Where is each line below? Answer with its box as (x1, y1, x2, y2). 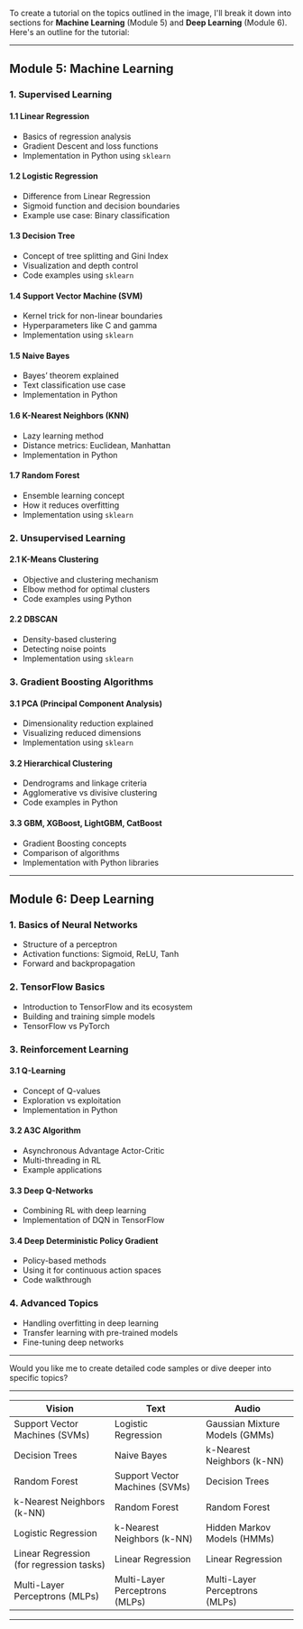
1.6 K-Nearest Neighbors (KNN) (9, 410, 130, 420)
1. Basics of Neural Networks (9, 918, 138, 931)
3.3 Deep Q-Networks (9, 1185, 94, 1196)
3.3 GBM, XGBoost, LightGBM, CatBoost (9, 817, 162, 828)
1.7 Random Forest (9, 470, 80, 481)
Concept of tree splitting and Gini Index (22, 250, 169, 261)
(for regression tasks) (14, 1558, 106, 1570)
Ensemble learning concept (22, 490, 124, 501)
